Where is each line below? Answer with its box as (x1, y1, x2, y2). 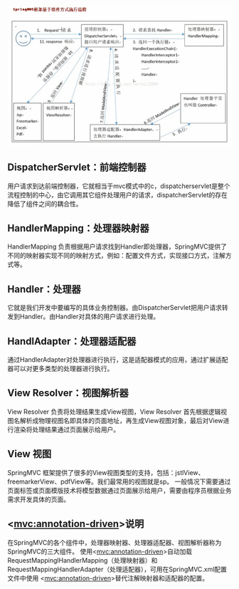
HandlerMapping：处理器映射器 (7, 222, 149, 234)
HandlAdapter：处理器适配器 (7, 335, 137, 347)
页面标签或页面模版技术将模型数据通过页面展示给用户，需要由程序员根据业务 (7, 486, 232, 494)
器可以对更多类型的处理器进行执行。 (7, 365, 114, 373)
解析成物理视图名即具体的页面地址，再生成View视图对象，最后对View (19, 416, 223, 424)
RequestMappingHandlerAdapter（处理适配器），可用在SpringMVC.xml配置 (7, 565, 228, 573)
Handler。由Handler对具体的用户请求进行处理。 (19, 312, 160, 321)
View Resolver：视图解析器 (7, 387, 129, 400)
